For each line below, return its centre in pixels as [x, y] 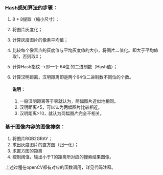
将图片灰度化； [27, 30]
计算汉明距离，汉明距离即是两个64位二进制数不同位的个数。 [73, 77]
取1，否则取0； [27, 57]
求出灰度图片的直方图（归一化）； [46, 144]
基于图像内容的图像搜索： [35, 127]
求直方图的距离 [27, 151]
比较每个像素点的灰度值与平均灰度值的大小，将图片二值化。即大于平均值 [85, 50]
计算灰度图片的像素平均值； [40, 40]
